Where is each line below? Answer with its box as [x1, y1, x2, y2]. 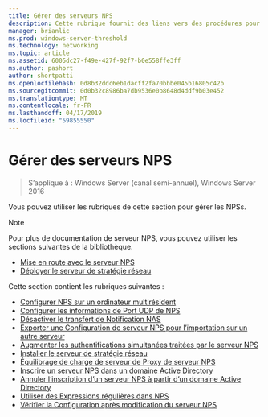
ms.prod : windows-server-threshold [8, 34, 128, 43]
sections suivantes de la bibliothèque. [8, 242, 134, 251]
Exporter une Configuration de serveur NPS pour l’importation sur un [19, 323, 248, 332]
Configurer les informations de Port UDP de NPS [19, 305, 181, 315]
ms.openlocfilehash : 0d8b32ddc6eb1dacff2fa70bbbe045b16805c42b [8, 79, 225, 87]
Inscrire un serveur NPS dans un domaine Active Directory [19, 365, 213, 375]
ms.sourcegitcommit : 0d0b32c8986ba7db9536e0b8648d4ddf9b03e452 [8, 86, 225, 95]
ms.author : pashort [8, 64, 74, 72]
